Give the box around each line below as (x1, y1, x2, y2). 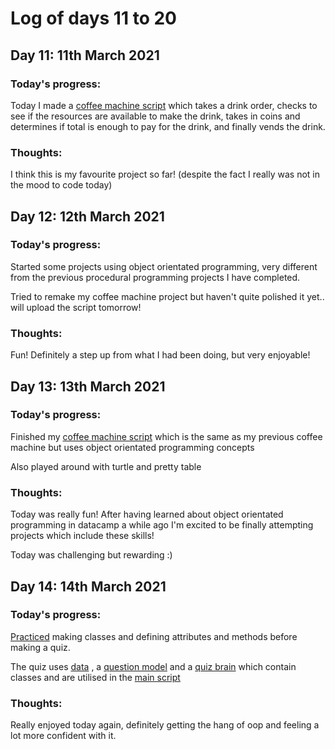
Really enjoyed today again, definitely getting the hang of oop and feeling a (10, 719, 320, 731)
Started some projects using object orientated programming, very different (10, 260, 318, 272)
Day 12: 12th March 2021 (10, 208, 165, 225)
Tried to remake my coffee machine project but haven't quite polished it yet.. (10, 290, 325, 302)
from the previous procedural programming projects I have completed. (10, 271, 301, 283)
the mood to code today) (10, 179, 113, 191)
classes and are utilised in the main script (10, 671, 181, 683)
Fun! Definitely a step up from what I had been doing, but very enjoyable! (10, 349, 311, 361)
